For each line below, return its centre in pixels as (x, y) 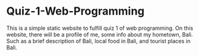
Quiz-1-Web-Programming (76, 11)
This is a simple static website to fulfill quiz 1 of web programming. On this (100, 28)
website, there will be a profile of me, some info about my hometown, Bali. (100, 34)
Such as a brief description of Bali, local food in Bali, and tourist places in (99, 41)
